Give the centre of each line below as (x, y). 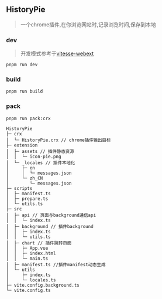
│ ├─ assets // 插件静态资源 (40, 151)
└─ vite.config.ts (28, 290)
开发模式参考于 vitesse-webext (57, 54)
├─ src (14, 209)
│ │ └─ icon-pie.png (34, 157)
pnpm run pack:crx (28, 118)
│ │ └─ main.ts (27, 258)
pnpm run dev (22, 65)
